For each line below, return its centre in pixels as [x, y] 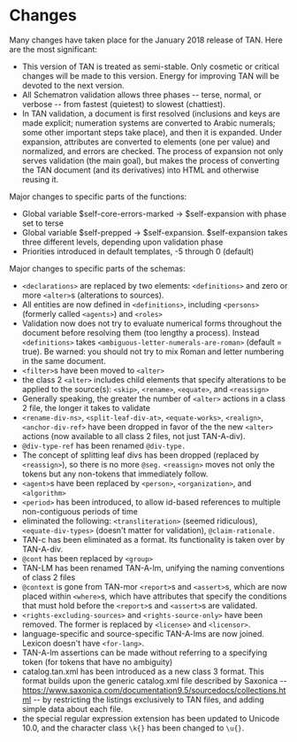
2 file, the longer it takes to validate [86, 407]
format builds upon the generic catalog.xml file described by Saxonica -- [154, 680]
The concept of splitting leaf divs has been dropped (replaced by [140, 455]
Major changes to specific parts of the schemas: [97, 268]
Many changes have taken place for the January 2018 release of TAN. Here [146, 40]
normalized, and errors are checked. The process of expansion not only [152, 151]
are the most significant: [53, 49]
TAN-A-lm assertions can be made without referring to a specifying [145, 653]
